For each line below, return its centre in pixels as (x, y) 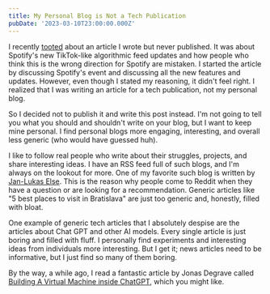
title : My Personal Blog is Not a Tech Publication (97, 16)
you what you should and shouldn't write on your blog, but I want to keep (130, 122)
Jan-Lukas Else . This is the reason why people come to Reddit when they (131, 181)
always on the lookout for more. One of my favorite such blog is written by (132, 173)
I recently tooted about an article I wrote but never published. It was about (132, 46)
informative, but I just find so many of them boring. (93, 257)
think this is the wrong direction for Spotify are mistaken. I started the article (135, 64)
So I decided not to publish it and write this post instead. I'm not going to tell (135, 113)
